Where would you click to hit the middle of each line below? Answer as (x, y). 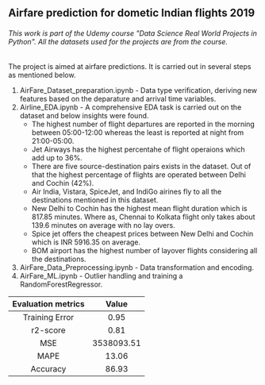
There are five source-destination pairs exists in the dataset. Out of (141, 166)
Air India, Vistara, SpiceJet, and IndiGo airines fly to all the (127, 191)
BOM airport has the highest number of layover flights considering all (144, 250)
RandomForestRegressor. (61, 284)
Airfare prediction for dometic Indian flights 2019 (132, 13)
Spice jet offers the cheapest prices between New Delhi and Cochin (142, 233)
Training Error (48, 317)
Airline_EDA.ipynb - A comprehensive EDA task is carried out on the (131, 107)
